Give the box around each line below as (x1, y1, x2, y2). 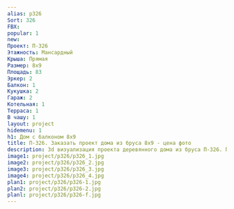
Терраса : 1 (7, 107, 39, 114)
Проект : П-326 (7, 42, 49, 49)
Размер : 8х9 (7, 62, 42, 69)
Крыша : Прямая (7, 56, 49, 63)
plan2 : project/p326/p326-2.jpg (7, 185, 101, 192)
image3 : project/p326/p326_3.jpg (7, 165, 104, 173)
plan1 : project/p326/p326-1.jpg (7, 178, 101, 185)
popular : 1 (7, 29, 39, 37)
